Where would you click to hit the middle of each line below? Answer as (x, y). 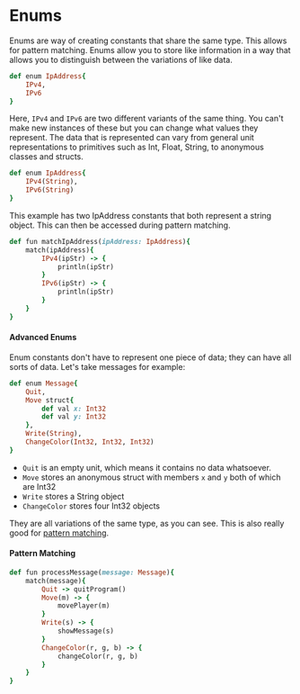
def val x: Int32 (74, 409)
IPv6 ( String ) (50, 190)
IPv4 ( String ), (52, 182)
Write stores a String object (73, 496)
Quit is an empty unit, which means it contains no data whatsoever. (147, 467)
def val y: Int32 (74, 417)
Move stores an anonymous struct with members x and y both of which (151, 477)
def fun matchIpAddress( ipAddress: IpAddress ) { (100, 241)
